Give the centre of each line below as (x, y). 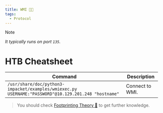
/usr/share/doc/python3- (36, 84)
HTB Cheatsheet (39, 61)
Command (64, 77)
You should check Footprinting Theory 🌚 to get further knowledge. (83, 105)
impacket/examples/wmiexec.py (42, 89)
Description (141, 77)
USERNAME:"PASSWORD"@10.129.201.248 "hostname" (64, 94)
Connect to (139, 86)
